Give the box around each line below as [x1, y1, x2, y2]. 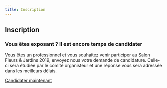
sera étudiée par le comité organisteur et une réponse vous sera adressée [9, 63, 162, 69]
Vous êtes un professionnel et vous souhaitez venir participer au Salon [5, 52, 150, 58]
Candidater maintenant [5, 78, 52, 84]
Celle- [147, 57, 160, 63]
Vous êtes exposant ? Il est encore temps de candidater [5, 40, 143, 47]
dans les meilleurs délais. [5, 68, 57, 74]
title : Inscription [5, 7, 46, 12]
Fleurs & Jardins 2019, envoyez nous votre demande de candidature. [5, 57, 146, 63]
